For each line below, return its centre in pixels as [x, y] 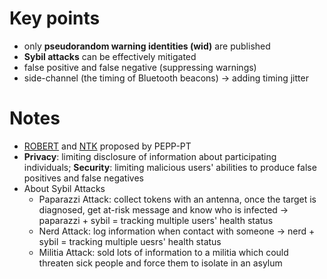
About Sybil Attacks [64, 188]
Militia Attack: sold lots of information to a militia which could [163, 252]
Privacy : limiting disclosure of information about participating [150, 156]
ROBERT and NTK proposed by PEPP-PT [107, 146]
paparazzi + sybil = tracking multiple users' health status [156, 220]
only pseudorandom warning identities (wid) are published [147, 46]
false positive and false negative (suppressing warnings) [140, 67]
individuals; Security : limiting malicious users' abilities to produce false [170, 167]
